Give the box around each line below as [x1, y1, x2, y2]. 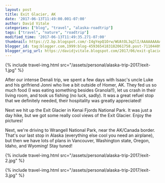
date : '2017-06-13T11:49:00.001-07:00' [5, 16, 87, 21]
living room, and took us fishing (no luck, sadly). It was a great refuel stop [5, 92, 154, 98]
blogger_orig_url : [5, 48, 43, 53]
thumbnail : [5, 39, 27, 44]
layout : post [5, 7, 32, 12]
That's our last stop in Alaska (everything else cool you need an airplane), [5, 132, 154, 138]
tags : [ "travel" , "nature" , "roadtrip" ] [5, 30, 89, 35]
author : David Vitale [5, 21, 50, 26]
